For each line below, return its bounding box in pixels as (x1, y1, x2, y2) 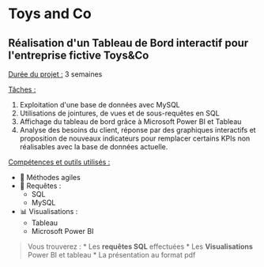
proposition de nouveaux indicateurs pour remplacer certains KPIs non (19, 133, 251, 143)
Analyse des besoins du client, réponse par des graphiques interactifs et (19, 126, 256, 134)
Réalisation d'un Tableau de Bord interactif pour (8, 36, 249, 50)
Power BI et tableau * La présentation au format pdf (27, 250, 196, 259)
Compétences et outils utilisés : (8, 157, 111, 167)
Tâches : (8, 85, 36, 94)
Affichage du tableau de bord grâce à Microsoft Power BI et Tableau (19, 117, 242, 126)
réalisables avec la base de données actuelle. (19, 142, 168, 151)
